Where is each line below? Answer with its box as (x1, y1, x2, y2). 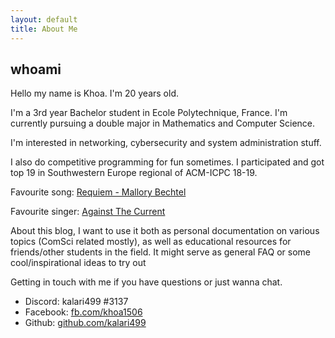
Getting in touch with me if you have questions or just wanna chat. (10, 276, 283, 288)
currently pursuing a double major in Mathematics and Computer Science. (10, 117, 316, 130)
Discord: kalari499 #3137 (24, 296, 129, 308)
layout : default (10, 14, 78, 25)
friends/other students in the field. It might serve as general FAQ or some (10, 246, 312, 258)
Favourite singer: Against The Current (10, 206, 166, 218)
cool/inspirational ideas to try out (10, 257, 147, 269)
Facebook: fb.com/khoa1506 (24, 306, 143, 318)
